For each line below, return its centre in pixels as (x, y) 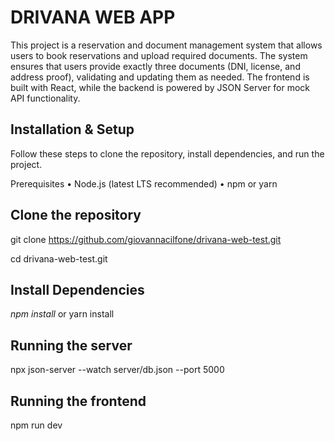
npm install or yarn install (62, 314)
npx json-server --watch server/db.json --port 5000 (117, 370)
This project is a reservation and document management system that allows (166, 45)
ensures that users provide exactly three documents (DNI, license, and (155, 66)
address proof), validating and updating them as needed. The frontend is (160, 77)
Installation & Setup (72, 129)
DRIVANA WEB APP (93, 17)
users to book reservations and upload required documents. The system (159, 55)
